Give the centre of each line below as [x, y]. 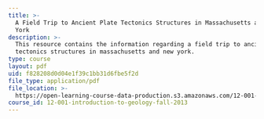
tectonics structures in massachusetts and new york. [105, 52]
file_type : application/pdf [54, 81]
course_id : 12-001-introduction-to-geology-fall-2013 [98, 103]
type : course [29, 59]
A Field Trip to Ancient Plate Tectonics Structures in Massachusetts [133, 23]
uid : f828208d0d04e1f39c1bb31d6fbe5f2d [73, 74]
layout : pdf [27, 67]
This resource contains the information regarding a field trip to [128, 45]
